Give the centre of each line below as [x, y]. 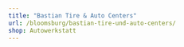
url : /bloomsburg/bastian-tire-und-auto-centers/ [92, 23]
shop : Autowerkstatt [43, 30]
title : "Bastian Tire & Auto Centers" [72, 16]
